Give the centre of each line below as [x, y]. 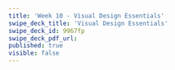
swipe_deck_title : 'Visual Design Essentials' [88, 23]
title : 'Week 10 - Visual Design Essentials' [86, 16]
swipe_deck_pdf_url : [43, 38]
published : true [36, 46]
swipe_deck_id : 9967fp [47, 31]
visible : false [34, 53]
